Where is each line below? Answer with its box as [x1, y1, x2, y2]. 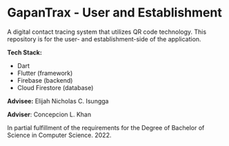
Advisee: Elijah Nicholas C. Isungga [7, 96, 109, 105]
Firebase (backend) [17, 76, 73, 84]
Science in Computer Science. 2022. [7, 131, 112, 139]
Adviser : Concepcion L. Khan [7, 110, 92, 118]
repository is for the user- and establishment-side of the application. [7, 34, 201, 43]
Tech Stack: [7, 48, 43, 56]
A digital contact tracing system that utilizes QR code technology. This [7, 28, 207, 36]
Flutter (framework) [17, 69, 73, 77]
